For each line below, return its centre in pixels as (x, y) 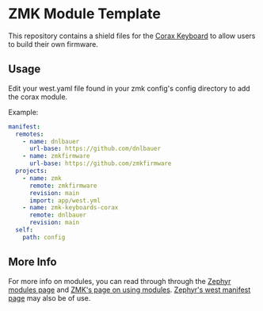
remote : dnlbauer (58, 215)
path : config (44, 237)
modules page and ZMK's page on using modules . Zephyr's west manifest (130, 290)
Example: (23, 112)
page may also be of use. (50, 298)
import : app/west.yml (65, 200)
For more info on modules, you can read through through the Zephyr (120, 281)
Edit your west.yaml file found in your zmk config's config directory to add (130, 88)
